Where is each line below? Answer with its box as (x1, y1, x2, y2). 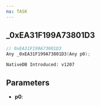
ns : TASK (6, 8, 28, 15)
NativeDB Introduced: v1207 (6, 62, 75, 68)
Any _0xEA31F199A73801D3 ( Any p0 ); (6, 51, 91, 57)
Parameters (6, 77, 50, 88)
